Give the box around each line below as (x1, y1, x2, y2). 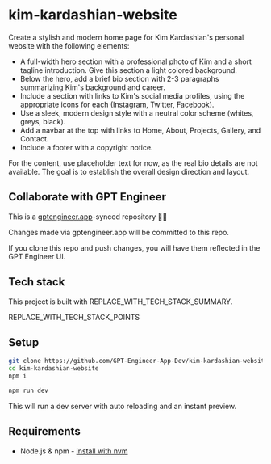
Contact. (19, 133, 49, 143)
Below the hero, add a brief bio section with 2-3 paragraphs (19, 74, 219, 83)
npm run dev (8, 386, 48, 394)
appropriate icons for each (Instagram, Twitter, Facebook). (19, 99, 215, 109)
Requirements (8, 424, 81, 438)
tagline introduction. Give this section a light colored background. (19, 65, 238, 74)
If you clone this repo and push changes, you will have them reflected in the (8, 243, 261, 252)
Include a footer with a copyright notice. (19, 142, 153, 152)
